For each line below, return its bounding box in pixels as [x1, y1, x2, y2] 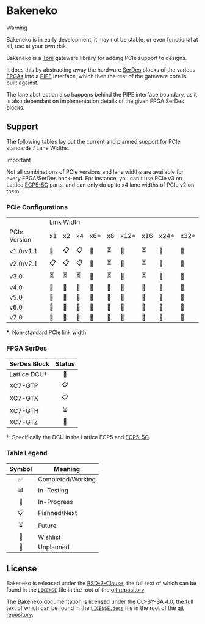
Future [37, 521, 57, 530]
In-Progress [37, 497, 73, 506]
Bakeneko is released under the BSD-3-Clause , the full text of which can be [6, 579, 197, 587]
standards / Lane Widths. [6, 144, 70, 152]
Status [55, 360, 75, 368]
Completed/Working [37, 475, 96, 483]
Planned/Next [37, 509, 77, 518]
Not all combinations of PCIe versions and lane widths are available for [6, 168, 184, 175]
